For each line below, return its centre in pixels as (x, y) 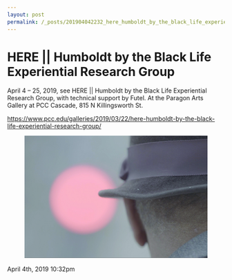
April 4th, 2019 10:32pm (41, 269)
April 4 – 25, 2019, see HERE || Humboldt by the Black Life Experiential (107, 91)
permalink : (23, 22)
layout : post (26, 15)
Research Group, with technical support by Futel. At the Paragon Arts (105, 98)
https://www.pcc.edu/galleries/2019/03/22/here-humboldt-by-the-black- (111, 119)
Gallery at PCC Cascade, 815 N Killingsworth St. (75, 105)
